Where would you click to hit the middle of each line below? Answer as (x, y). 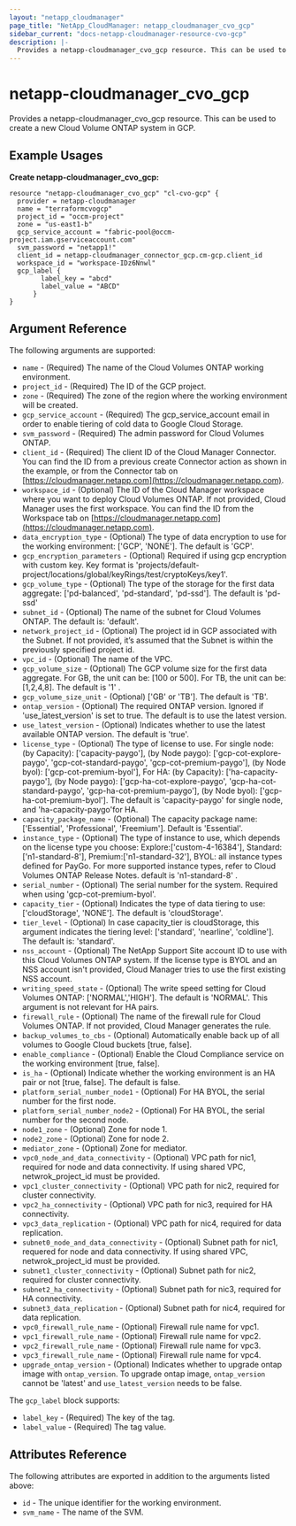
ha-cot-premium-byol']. (65, 800)
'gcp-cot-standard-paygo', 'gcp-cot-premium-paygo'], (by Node (168, 762)
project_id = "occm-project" (71, 216)
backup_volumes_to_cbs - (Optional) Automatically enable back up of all (151, 1035)
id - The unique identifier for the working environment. (121, 1502)
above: (22, 1485)
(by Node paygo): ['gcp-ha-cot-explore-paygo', (141, 781)
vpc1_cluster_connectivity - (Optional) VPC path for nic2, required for (151, 1185)
